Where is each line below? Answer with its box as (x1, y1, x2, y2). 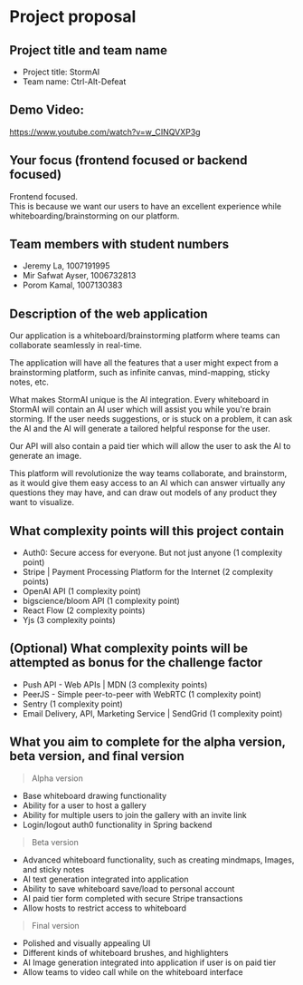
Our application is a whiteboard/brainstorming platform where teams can (9, 330, 280, 341)
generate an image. (9, 451, 82, 462)
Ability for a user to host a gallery (22, 800, 147, 811)
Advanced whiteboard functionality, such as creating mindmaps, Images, (22, 854, 295, 865)
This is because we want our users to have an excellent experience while (9, 200, 282, 211)
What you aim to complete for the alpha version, (9, 735, 287, 750)
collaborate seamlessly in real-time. (9, 340, 143, 351)
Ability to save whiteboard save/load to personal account (22, 883, 235, 894)
